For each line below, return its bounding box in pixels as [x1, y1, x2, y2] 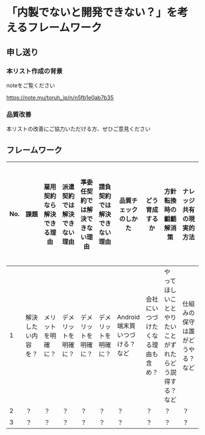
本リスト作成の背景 [6, 66, 63, 75]
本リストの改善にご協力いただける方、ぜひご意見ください [6, 126, 151, 133]
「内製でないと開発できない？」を [6, 5, 178, 19]
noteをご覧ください [6, 82, 56, 89]
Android [117, 313, 140, 321]
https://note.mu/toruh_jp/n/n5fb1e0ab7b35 [6, 94, 114, 101]
